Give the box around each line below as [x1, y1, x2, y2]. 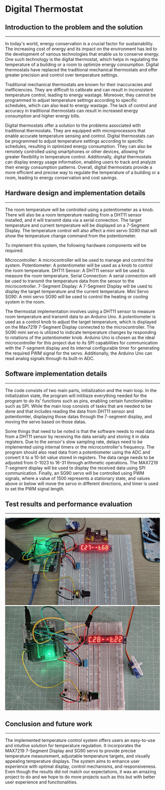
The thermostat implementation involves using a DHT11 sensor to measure [5, 308, 155, 314]
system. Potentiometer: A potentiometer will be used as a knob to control [5, 262, 153, 268]
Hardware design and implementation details [5, 189, 146, 197]
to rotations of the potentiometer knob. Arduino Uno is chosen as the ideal [5, 334, 155, 340]
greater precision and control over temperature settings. [5, 72, 119, 78]
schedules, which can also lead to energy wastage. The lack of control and [5, 102, 157, 108]
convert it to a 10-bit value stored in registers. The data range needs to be [5, 454, 155, 460]
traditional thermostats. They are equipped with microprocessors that [5, 128, 146, 133]
